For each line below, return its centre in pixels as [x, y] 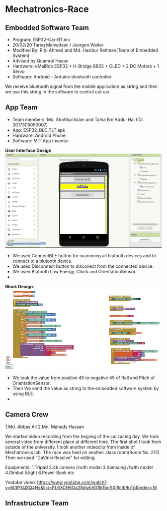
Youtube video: [21, 482]
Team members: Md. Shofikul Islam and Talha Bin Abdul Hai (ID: [78, 119]
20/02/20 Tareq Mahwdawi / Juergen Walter [58, 45]
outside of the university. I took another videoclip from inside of [70, 447]
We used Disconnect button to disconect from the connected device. [83, 266]
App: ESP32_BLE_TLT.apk [39, 130]
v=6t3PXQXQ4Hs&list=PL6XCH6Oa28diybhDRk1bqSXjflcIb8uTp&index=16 [81, 488]
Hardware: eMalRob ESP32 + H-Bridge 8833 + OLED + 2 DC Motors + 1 [85, 66]
